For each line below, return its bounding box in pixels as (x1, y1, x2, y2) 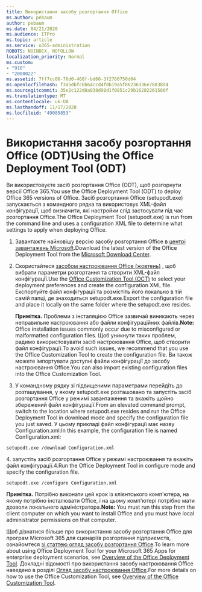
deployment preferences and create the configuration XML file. (14, 282, 172, 289)
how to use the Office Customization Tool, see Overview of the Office (6, 573, 179, 580)
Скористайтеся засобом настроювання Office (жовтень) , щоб (14, 263, 176, 270)
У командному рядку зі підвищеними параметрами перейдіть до (14, 382, 183, 389)
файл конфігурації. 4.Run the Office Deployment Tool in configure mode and (6, 462, 196, 469)
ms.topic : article (6, 37, 52, 43)
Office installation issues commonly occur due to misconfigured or (14, 325, 181, 333)
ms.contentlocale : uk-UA (6, 98, 69, 104)
